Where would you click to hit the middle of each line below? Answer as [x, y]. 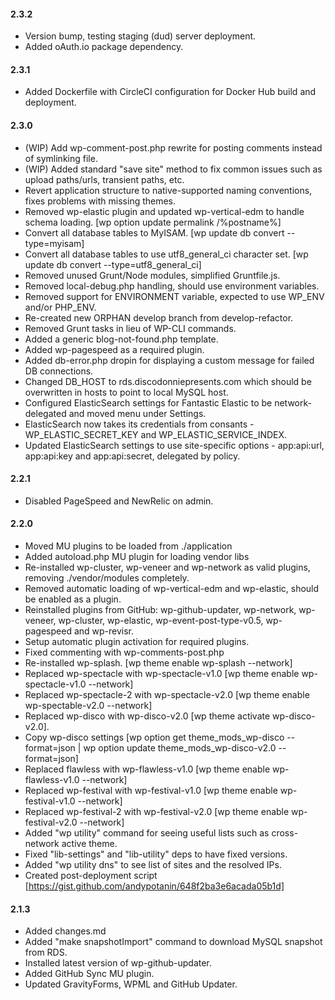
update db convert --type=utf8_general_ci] [113, 264]
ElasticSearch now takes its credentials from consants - [139, 424]
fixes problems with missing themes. [100, 201]
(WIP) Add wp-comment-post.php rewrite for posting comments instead [173, 147]
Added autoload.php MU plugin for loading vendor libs [137, 557]
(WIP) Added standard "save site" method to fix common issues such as [173, 169]
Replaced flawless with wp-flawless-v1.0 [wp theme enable [147, 769]
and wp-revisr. [104, 631]
